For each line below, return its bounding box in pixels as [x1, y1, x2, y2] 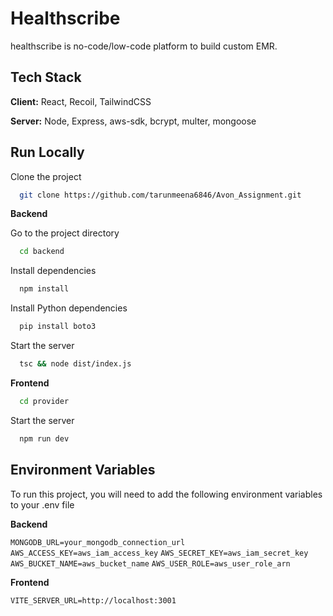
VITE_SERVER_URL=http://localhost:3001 [10, 595, 177, 606]
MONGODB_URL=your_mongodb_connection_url [10, 537, 186, 547]
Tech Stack [10, 69, 82, 86]
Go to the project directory [10, 227, 120, 239]
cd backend [19, 247, 65, 257]
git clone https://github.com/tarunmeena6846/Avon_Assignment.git [19, 190, 302, 200]
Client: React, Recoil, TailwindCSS [10, 95, 152, 107]
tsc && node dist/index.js [19, 359, 132, 369]
